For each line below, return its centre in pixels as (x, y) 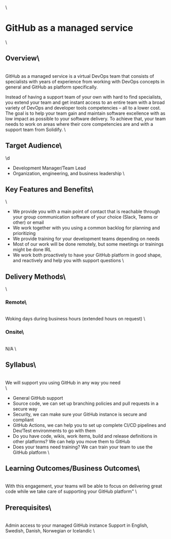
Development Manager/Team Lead (49, 168)
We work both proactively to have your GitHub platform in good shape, (87, 255)
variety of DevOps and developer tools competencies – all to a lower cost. (83, 107)
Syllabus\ (21, 365)
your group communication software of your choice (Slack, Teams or (85, 217)
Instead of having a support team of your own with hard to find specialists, (84, 97)
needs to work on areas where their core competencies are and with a (79, 124)
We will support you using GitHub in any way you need (63, 382)
